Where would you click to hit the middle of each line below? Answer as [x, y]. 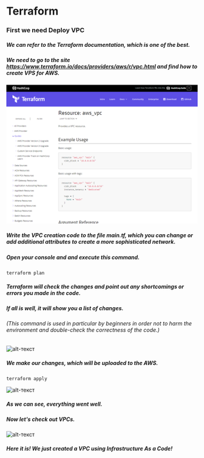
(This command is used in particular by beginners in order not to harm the [99, 324]
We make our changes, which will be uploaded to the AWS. [82, 363]
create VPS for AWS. [33, 73]
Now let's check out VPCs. [41, 419]
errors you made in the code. [43, 293]
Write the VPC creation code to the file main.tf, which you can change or [100, 235]
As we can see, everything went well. [54, 404]
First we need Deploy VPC [46, 30]
